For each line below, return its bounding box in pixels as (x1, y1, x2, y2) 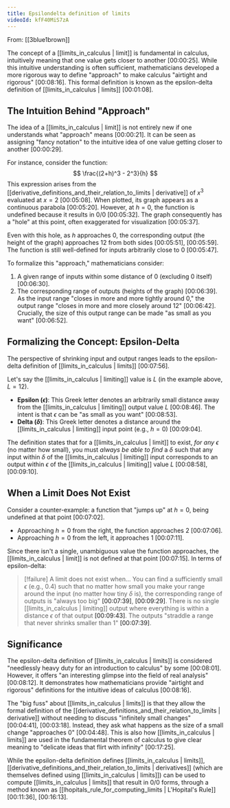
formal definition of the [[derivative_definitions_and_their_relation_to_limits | (7, 706, 221, 715)
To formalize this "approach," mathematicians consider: (7, 259, 165, 267)
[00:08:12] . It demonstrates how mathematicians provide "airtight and (7, 679, 204, 687)
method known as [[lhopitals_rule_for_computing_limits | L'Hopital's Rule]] (7, 785, 216, 794)
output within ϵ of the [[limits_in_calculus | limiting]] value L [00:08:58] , (7, 460, 208, 468)
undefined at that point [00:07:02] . (7, 513, 105, 521)
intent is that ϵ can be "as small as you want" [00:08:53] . (16, 410, 178, 418)
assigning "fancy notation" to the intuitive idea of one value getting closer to (7, 138, 223, 146)
